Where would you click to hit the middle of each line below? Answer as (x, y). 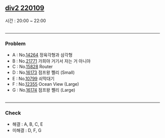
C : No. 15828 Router (32, 67)
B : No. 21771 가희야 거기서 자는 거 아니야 (51, 61)
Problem (15, 43)
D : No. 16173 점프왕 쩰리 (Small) (43, 72)
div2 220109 (25, 8)
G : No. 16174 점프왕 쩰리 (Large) (44, 90)
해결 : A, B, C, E (27, 124)
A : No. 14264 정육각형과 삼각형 (42, 55)
